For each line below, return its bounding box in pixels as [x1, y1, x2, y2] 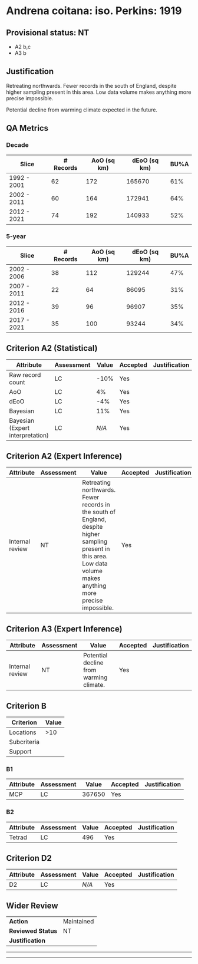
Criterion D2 [6, 853, 52, 863]
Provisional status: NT [6, 28, 90, 38]
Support [9, 748, 32, 756]
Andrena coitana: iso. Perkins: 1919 [6, 4, 182, 18]
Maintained [62, 917, 94, 926]
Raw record [9, 370, 41, 379]
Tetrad [9, 833, 28, 841]
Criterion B [6, 700, 47, 711]
